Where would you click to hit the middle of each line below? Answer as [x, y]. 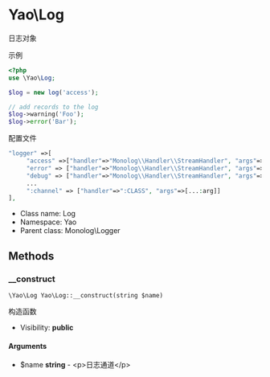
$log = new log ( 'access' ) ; [53, 92]
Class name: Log [48, 214]
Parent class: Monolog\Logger [70, 231]
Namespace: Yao [48, 222]
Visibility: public [47, 328]
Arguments [28, 346]
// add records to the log [53, 107]
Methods [31, 256]
